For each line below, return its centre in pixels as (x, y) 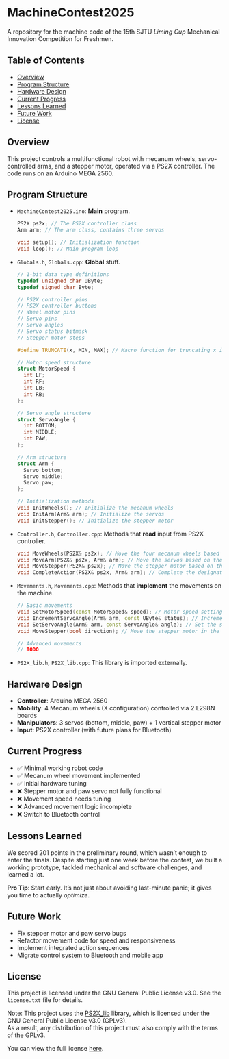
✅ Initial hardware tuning (52, 783)
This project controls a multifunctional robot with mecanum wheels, (102, 158)
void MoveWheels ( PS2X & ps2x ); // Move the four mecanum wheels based (118, 553)
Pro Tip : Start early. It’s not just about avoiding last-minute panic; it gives (109, 888)
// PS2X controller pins (52, 299)
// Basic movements (45, 606)
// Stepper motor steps (51, 338)
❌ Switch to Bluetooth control (58, 814)
